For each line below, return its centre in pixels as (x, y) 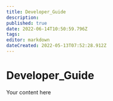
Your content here (29, 92)
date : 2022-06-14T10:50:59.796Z (47, 29)
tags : (13, 34)
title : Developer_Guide (36, 12)
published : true (27, 23)
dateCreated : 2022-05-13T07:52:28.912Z (56, 46)
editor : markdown (28, 40)
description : (23, 18)
